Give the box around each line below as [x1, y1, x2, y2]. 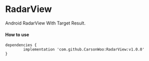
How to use [5, 31, 29, 37]
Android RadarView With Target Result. [5, 20, 86, 26]
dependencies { [5, 42, 37, 48]
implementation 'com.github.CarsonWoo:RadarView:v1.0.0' [23, 47, 144, 52]
